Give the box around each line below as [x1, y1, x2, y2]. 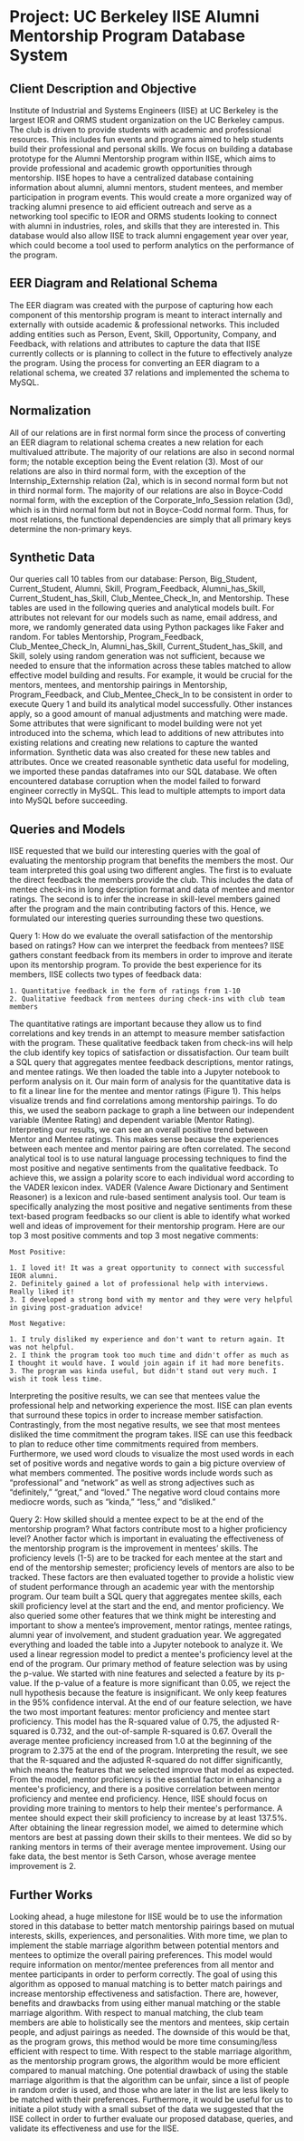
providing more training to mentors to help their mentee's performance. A [9, 1803, 283, 1814]
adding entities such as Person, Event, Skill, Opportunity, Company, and [9, 328, 278, 339]
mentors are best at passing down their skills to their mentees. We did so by [9, 1832, 292, 1843]
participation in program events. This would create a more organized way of [9, 192, 292, 202]
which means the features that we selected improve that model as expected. [9, 1765, 295, 1776]
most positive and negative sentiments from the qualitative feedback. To [9, 1163, 279, 1174]
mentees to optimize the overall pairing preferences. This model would [9, 1950, 273, 1961]
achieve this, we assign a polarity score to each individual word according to [9, 1172, 295, 1184]
